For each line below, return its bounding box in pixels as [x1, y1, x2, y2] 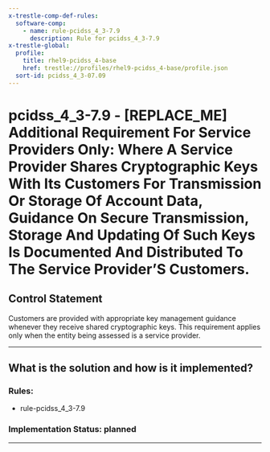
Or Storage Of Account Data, [8, 191, 203, 210]
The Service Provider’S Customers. [8, 260, 250, 278]
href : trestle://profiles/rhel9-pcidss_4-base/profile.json [22, 64, 228, 72]
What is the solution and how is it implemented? [8, 361, 253, 375]
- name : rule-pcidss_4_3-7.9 [22, 27, 121, 35]
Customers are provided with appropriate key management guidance [8, 313, 237, 323]
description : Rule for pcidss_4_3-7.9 [29, 34, 160, 43]
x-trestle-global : [8, 42, 70, 50]
